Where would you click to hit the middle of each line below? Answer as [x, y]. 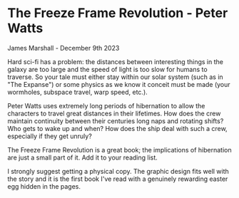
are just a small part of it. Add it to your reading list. [83, 157]
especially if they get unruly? [50, 136]
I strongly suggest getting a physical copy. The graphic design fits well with [118, 171]
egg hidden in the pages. [44, 186]
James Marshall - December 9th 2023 [63, 48]
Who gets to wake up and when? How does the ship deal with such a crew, [117, 128]
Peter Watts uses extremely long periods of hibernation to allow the [106, 105]
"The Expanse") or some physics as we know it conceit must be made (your [119, 84]
